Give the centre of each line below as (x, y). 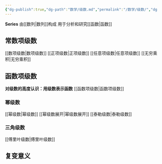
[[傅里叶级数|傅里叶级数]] (30, 139)
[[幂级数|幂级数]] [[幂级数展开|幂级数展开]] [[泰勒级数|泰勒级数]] (68, 114)
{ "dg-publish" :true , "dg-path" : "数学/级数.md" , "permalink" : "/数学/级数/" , (78, 9)
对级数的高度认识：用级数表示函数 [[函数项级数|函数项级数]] (65, 89)
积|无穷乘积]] (18, 59)
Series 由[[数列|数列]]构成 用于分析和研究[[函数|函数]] (59, 24)
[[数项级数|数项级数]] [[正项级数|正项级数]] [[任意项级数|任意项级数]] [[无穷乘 (81, 53)
